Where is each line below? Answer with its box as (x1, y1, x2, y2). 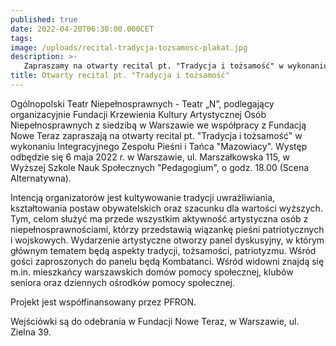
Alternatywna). (10, 172, 72, 184)
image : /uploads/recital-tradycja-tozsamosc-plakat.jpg (10, 42, 248, 53)
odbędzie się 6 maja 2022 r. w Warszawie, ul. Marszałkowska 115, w (10, 151, 291, 163)
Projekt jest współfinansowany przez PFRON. (10, 296, 197, 308)
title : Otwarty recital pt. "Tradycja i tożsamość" (10, 71, 230, 81)
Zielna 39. (10, 326, 52, 338)
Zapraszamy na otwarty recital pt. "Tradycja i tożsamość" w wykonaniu (23, 61, 329, 71)
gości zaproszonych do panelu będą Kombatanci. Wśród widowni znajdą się (10, 255, 325, 267)
